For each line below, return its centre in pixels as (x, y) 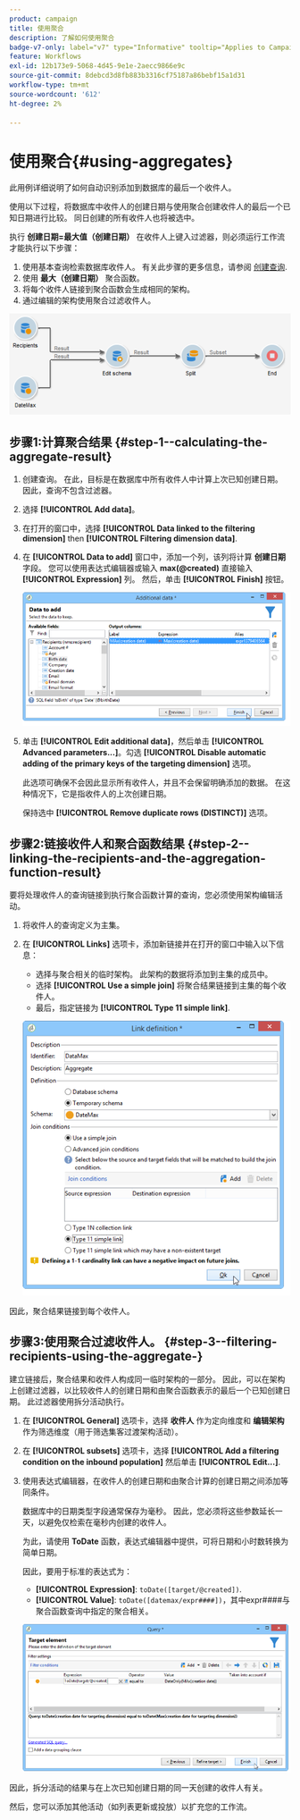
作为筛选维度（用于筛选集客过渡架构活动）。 (102, 1431)
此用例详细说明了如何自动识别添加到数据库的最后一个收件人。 (123, 188)
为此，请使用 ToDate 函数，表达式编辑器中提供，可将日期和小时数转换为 (155, 1541)
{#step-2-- (218, 843)
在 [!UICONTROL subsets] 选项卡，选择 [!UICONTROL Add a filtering (150, 1450)
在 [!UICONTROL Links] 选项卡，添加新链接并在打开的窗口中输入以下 (149, 944)
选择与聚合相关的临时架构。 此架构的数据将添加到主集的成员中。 (154, 974)
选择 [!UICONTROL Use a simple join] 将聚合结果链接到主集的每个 (157, 986)
